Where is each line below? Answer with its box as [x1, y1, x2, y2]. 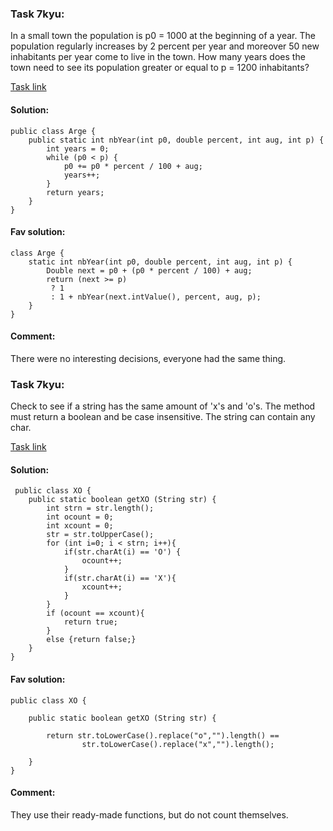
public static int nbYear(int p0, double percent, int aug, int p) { [28, 135, 325, 145]
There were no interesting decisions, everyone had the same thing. [10, 352, 287, 364]
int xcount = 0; [46, 521, 114, 531]
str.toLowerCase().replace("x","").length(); [81, 739, 275, 749]
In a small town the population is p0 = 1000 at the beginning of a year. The [10, 30, 316, 42]
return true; [63, 617, 118, 627]
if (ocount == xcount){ [46, 608, 145, 619]
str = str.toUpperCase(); [46, 530, 155, 540]
